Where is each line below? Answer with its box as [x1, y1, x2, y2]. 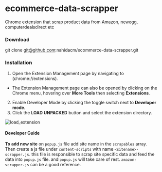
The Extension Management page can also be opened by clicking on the [12, 85, 157, 91]
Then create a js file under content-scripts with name [5, 146, 114, 152]
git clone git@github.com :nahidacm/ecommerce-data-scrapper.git [5, 47, 139, 53]
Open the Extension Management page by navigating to [12, 70, 124, 76]
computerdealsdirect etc [5, 24, 54, 30]
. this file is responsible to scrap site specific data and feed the [29, 151, 155, 157]
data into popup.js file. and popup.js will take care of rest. [5, 156, 120, 162]
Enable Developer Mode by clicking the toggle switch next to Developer [12, 99, 157, 105]
